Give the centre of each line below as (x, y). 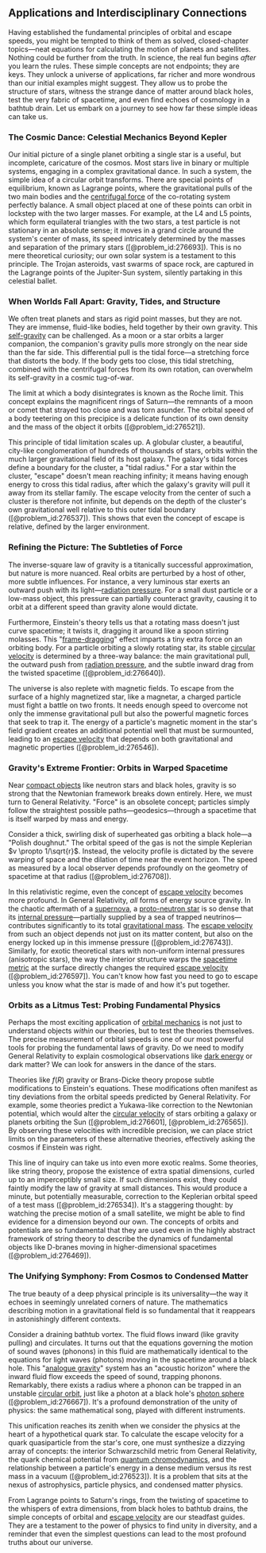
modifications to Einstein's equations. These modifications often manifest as (133, 1089)
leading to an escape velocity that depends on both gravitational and (121, 738)
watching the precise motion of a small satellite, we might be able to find (127, 1213)
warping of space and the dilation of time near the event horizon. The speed (133, 859)
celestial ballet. (33, 281)
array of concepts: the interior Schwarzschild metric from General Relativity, (133, 1451)
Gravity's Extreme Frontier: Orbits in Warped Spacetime (118, 768)
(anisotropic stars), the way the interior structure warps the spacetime (123, 959)
